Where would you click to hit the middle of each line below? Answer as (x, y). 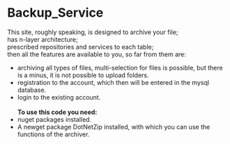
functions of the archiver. (53, 134)
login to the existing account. (59, 97)
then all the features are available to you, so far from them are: (97, 54)
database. (32, 90)
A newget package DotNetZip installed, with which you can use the (114, 127)
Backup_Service (55, 13)
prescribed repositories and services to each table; (80, 47)
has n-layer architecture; (43, 39)
